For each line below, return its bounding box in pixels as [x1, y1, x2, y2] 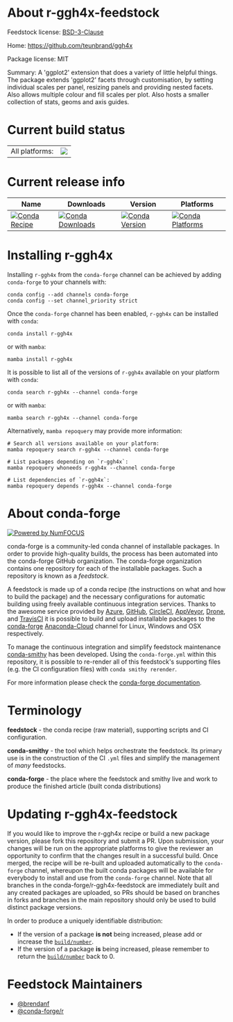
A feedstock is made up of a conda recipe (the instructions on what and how [7, 585, 226, 593]
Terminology [7, 703, 82, 718]
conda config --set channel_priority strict [7, 297, 138, 304]
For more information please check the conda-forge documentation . [7, 678, 202, 687]
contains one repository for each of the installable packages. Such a [7, 564, 202, 572]
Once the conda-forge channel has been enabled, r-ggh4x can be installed [7, 309, 218, 317]
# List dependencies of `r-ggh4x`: [7, 476, 110, 483]
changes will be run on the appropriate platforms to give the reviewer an [7, 844, 214, 852]
